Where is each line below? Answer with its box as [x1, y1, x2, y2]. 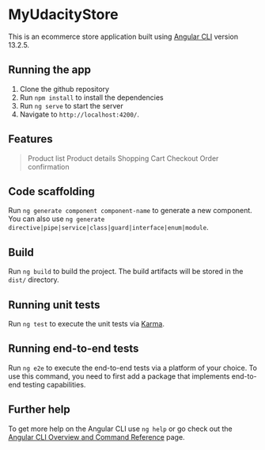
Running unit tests [8, 298, 100, 311]
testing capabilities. [22, 379, 86, 389]
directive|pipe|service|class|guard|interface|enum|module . [8, 223, 209, 232]
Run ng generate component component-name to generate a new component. [8, 206, 253, 215]
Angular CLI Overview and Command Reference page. [8, 432, 185, 441]
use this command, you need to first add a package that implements [8, 371, 230, 381]
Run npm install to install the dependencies [19, 93, 164, 102]
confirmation [27, 162, 70, 171]
